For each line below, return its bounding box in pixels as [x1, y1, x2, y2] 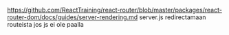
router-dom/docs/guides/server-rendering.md [7, 13, 138, 21]
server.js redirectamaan [139, 13, 206, 21]
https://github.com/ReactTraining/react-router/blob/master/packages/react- [7, 6, 222, 14]
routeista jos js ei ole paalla [7, 21, 84, 28]
